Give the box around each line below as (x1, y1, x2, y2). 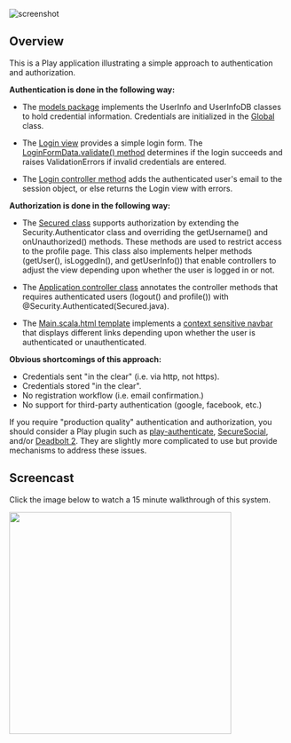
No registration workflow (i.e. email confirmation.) (21, 390, 204, 400)
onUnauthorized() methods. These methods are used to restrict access (21, 236, 282, 247)
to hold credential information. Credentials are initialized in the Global (21, 111, 275, 122)
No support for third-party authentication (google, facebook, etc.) (21, 399, 263, 410)
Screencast (9, 470, 75, 486)
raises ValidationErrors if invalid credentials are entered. (21, 156, 227, 167)
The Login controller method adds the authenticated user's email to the (21, 173, 282, 184)
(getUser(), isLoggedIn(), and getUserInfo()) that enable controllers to (21, 255, 277, 265)
